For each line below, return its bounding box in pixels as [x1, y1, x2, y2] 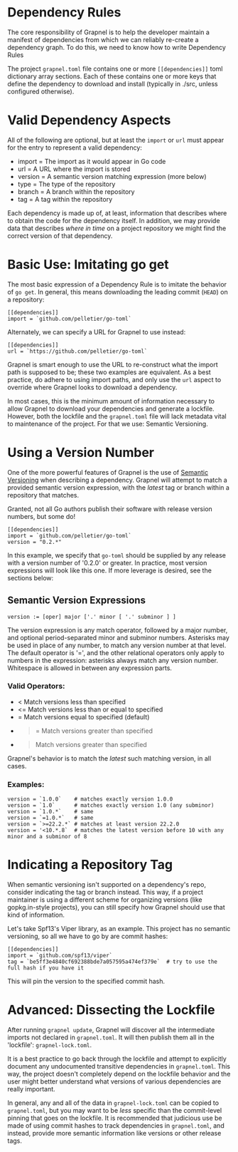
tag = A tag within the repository [17, 195, 113, 203]
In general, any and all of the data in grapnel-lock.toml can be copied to [7, 1099, 219, 1107]
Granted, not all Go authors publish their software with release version [7, 504, 213, 513]
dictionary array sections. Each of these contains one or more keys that [7, 72, 217, 81]
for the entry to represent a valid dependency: [7, 143, 142, 152]
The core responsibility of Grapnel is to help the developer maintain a [7, 28, 210, 36]
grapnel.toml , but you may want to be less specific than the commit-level [7, 1106, 222, 1115]
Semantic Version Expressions [7, 595, 146, 607]
